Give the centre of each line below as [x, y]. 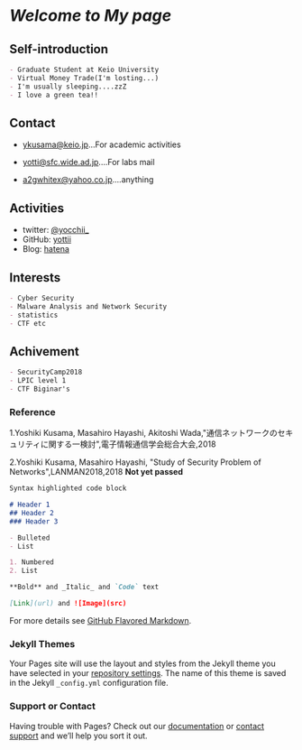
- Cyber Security [42, 298]
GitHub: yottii [47, 239]
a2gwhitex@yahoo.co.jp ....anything [88, 180]
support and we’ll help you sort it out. [78, 736]
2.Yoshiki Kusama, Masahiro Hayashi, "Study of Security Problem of [135, 462]
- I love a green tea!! [54, 95]
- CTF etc [28, 323]
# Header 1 [30, 505]
